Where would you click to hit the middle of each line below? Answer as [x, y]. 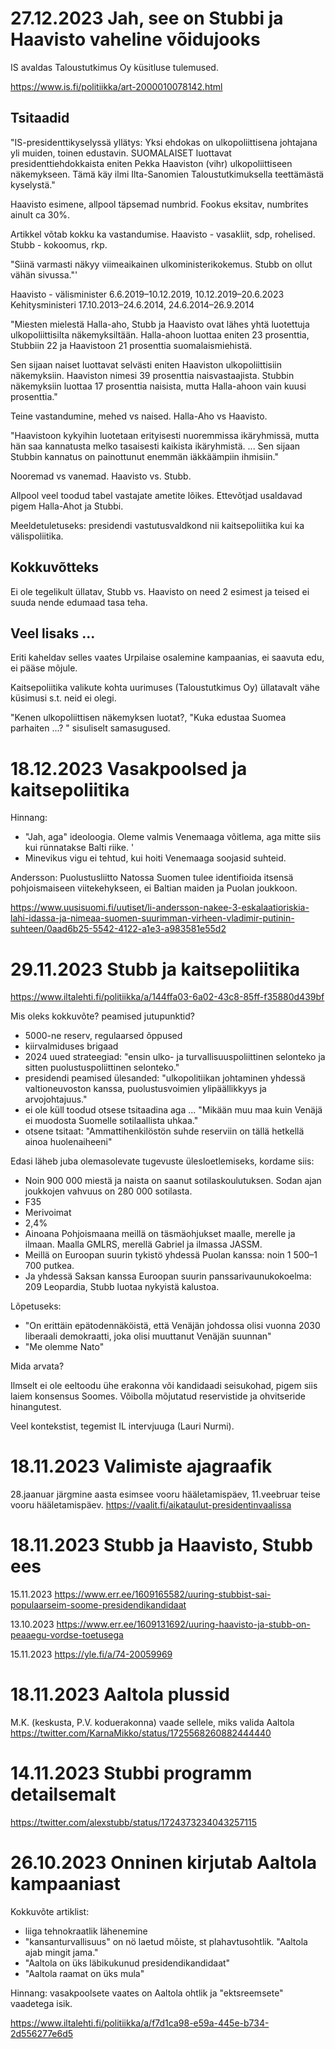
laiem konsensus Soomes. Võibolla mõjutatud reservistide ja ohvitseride [158, 1396]
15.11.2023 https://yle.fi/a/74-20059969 [91, 1654]
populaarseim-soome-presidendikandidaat [98, 1605]
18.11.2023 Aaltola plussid [120, 1694]
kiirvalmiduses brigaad [71, 1046]
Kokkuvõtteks [55, 567]
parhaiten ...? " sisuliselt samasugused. [90, 728]
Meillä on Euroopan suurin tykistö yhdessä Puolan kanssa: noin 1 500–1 [171, 1255]
